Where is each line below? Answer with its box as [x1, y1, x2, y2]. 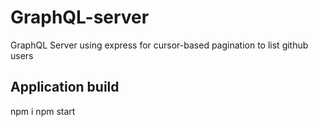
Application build [10, 79, 120, 96]
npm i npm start [10, 105, 76, 117]
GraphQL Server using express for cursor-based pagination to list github [10, 39, 309, 51]
